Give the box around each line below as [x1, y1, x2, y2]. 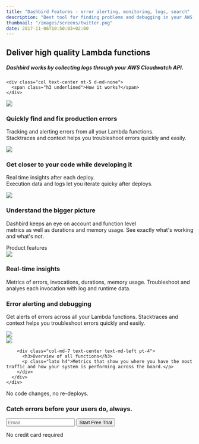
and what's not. [6, 232, 45, 240]
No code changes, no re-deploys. [6, 390, 89, 397]
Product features [6, 244, 48, 251]
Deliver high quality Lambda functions [6, 47, 150, 57]
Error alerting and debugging [6, 299, 92, 308]
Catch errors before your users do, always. [6, 405, 132, 413]
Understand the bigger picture [6, 206, 96, 215]
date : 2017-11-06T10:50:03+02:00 [6, 25, 89, 32]
